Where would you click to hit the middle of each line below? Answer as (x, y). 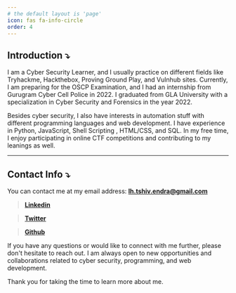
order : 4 (20, 27)
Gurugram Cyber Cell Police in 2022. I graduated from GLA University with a (118, 95)
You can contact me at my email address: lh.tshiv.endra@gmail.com (107, 191)
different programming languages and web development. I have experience (116, 123)
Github (35, 232)
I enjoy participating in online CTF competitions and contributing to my (109, 138)
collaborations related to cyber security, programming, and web (99, 260)
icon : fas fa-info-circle (45, 20)
